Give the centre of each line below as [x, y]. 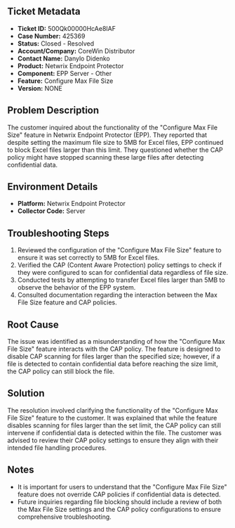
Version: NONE [40, 88]
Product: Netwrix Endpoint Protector [70, 65]
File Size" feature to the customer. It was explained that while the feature [112, 418]
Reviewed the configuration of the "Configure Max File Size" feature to [120, 250]
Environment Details [53, 187]
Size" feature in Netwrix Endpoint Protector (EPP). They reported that [107, 135]
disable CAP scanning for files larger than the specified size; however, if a [114, 356]
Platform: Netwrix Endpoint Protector [72, 204]
